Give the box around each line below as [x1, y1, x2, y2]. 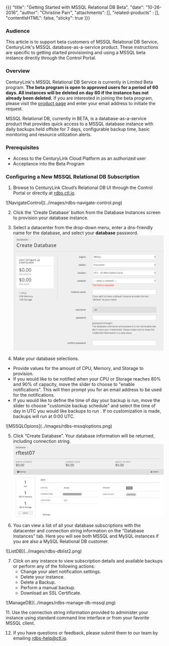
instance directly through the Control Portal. [6, 55, 97, 61]
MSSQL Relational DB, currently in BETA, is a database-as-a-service [6, 115, 147, 121]
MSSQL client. [6, 620, 35, 626]
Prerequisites [6, 144, 39, 151]
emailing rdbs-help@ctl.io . [13, 635, 68, 641]
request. [6, 106, 23, 112]
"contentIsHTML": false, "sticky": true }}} [6, 15, 90, 21]
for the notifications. [13, 392, 55, 398]
